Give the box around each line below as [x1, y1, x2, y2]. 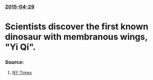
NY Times [12, 70, 32, 76]
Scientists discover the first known [5, 21, 149, 32]
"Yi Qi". [5, 42, 36, 53]
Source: [5, 59, 24, 66]
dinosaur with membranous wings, [5, 31, 148, 42]
